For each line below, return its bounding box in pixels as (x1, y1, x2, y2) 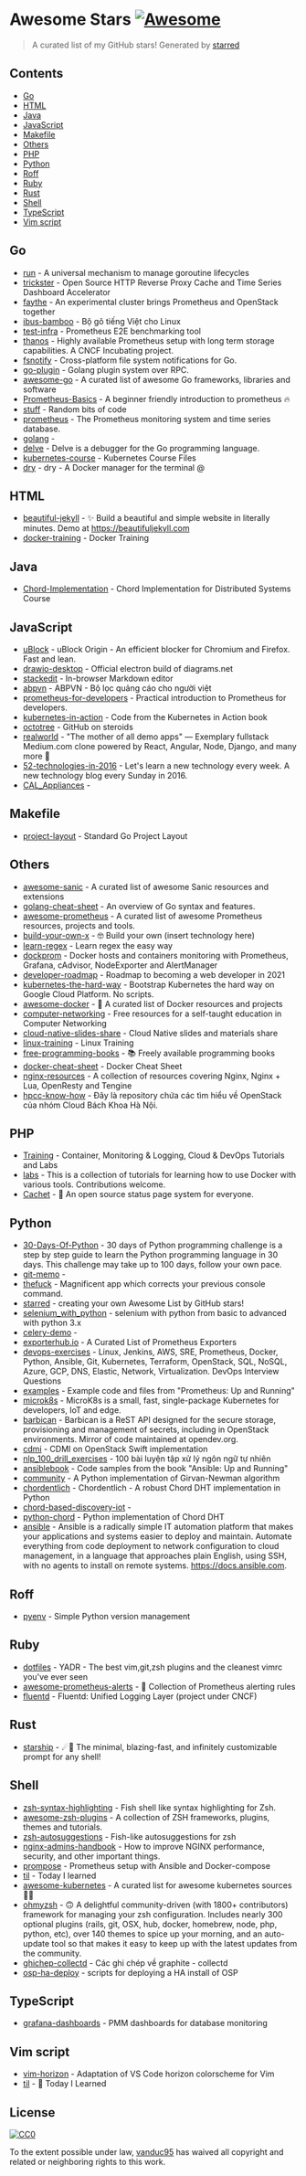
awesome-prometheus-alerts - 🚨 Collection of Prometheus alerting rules (22, 1681, 296, 1692)
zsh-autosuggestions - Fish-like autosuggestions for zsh (22, 1831, 237, 1842)
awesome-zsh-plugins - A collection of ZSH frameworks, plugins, (22, 1811, 270, 1822)
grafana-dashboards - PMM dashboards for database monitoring (22, 2018, 268, 2029)
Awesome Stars (9, 9, 132, 30)
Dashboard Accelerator (22, 286, 111, 297)
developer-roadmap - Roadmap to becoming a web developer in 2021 (22, 969, 286, 980)
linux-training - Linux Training (22, 1037, 134, 1048)
